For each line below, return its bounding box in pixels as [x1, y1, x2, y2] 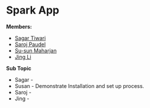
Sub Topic [6, 64, 31, 71]
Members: [6, 23, 32, 30]
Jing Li [14, 53, 31, 60]
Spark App [6, 4, 60, 17]
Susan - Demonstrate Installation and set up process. [14, 82, 145, 89]
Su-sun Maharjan [14, 47, 57, 54]
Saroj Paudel [14, 41, 46, 48]
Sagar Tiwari [14, 34, 46, 41]
